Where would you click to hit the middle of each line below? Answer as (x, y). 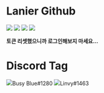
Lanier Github (41, 11)
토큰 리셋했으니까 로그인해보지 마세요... (52, 41)
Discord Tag (37, 66)
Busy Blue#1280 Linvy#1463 (51, 83)
